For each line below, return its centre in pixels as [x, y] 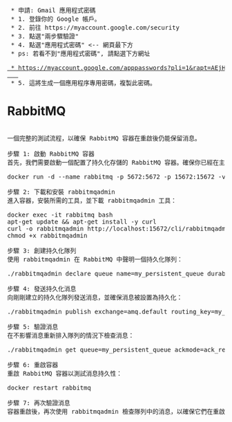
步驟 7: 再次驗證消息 [39, 403]
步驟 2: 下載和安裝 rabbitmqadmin [61, 192]
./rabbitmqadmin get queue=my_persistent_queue [89, 349]
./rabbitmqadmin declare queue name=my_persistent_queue [106, 273]
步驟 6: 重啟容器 [33, 365]
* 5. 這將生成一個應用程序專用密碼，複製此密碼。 [84, 83]
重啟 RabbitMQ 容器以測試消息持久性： [65, 373]
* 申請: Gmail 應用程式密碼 [53, 10]
